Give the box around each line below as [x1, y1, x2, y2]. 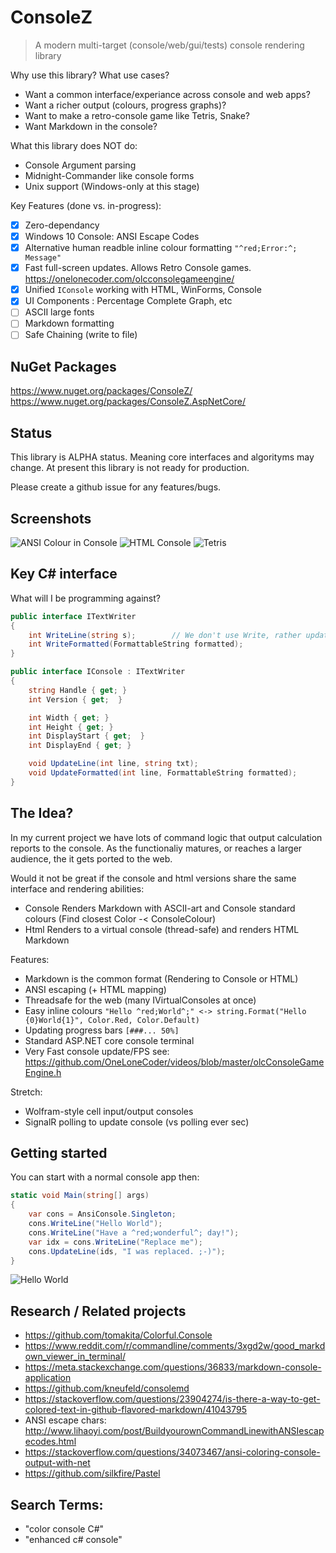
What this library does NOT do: [10, 139, 138, 151]
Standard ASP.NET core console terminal [24, 1034, 195, 1046]
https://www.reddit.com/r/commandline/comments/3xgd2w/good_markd [24, 1340, 326, 1352]
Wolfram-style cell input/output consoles [24, 1105, 194, 1117]
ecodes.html [24, 1436, 77, 1448]
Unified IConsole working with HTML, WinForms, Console [24, 284, 262, 296]
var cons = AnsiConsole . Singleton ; [28, 1209, 177, 1220]
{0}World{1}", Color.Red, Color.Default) [24, 1015, 200, 1025]
